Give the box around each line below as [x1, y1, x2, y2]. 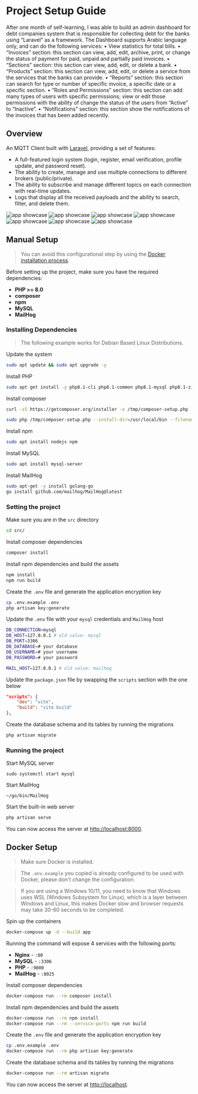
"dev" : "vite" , [16, 699, 54, 705]
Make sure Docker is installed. [20, 858, 94, 865]
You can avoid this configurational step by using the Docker [20, 250, 166, 258]
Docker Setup [6, 842, 58, 852]
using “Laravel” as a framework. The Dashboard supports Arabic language [6, 36, 187, 43]
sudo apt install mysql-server [6, 461, 83, 468]
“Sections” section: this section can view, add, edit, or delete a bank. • [6, 61, 177, 69]
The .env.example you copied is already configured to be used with [20, 869, 184, 877]
